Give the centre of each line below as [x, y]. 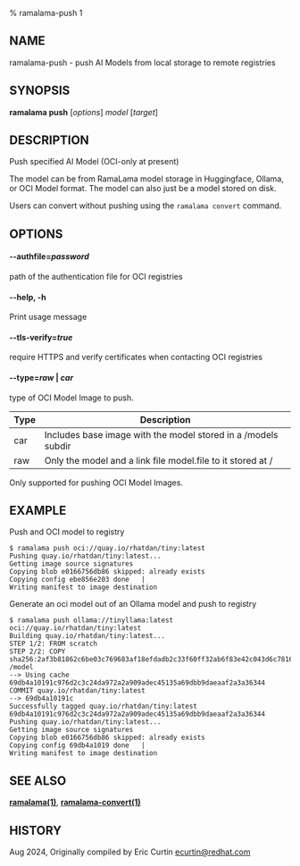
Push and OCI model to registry [67, 532]
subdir [58, 446]
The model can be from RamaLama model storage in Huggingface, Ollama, [146, 179]
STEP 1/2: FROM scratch [54, 644]
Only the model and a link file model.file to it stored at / [158, 460]
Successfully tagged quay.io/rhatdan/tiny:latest [104, 706]
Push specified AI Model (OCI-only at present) [94, 162]
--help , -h [28, 297]
